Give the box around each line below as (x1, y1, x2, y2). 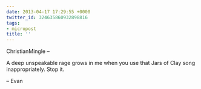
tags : (6, 20, 20, 26)
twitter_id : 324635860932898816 (6, 14, 88, 20)
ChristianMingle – (6, 48, 50, 55)
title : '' (6, 31, 31, 37)
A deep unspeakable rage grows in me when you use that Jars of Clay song (6, 60, 196, 67)
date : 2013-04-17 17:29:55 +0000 (6, 8, 91, 15)
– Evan (6, 78, 23, 85)
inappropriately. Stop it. (6, 66, 65, 73)
